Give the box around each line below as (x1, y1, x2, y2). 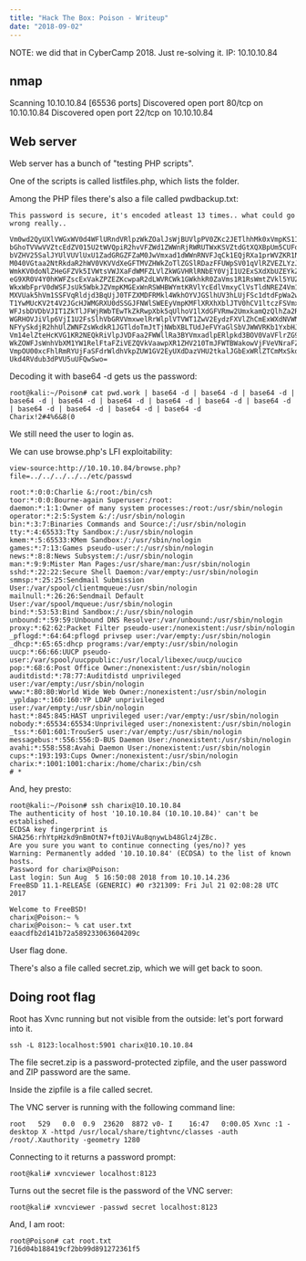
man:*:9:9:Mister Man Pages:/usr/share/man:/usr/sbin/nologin (9, 560, 250, 569)
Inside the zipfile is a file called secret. (9, 1084, 153, 1095)
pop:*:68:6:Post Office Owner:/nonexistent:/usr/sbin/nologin (9, 664, 250, 673)
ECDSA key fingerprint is (9, 825, 107, 835)
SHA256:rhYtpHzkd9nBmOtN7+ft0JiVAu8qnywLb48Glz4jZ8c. (9, 833, 219, 843)
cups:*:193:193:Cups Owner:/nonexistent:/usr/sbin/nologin (9, 751, 239, 761)
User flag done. (9, 945, 68, 956)
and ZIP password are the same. (9, 1066, 131, 1077)
